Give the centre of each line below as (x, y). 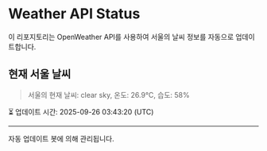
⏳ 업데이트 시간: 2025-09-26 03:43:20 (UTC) (81, 111)
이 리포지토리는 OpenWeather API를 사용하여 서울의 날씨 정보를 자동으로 (121, 37)
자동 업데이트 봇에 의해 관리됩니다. (61, 138)
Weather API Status (74, 14)
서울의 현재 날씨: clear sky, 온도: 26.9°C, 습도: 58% (108, 95)
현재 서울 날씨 (40, 74)
